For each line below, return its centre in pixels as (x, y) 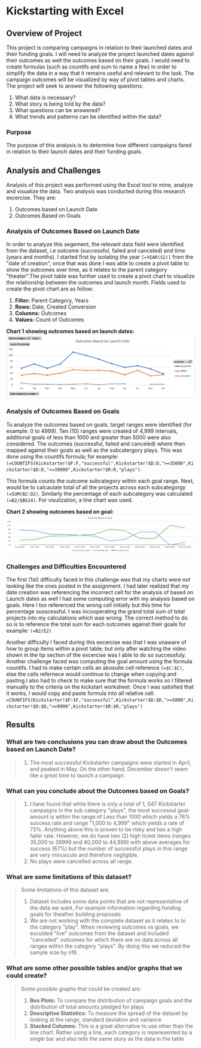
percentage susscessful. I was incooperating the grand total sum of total (96, 612)
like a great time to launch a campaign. (77, 775)
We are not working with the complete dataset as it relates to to (108, 921)
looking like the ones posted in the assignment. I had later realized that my (98, 586)
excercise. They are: (31, 198)
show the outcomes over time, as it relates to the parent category (87, 270)
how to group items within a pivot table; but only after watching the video (96, 649)
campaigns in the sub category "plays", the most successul (103, 810)
